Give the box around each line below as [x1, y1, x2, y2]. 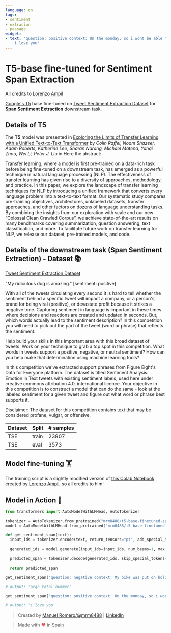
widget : [5, 31, 22, 36]
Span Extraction [5, 74, 75, 85]
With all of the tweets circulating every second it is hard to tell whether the [5, 290, 161, 296]
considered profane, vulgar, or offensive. [5, 412, 91, 418]
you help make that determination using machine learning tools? [5, 355, 140, 361]
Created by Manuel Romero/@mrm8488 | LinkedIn [17, 612, 124, 618]
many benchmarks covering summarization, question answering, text [5, 220, 150, 226]
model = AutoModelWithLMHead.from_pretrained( [5, 523, 106, 528]
